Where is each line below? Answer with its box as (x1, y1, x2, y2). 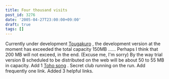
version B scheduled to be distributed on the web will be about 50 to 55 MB (5, 57, 164, 63)
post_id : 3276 (5, 12, 36, 17)
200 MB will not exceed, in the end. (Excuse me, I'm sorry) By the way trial (5, 52, 163, 58)
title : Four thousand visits (5, 7, 68, 13)
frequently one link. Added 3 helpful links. (5, 68, 94, 74)
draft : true (5, 22, 31, 27)
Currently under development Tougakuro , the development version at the (5, 41, 161, 47)
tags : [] (5, 27, 24, 32)
